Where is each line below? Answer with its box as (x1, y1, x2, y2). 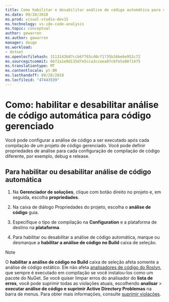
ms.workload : (5, 45, 33, 50)
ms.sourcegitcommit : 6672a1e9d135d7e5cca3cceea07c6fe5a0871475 (5, 59, 141, 64)
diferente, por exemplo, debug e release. (5, 153, 90, 159)
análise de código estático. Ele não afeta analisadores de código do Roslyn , (5, 264, 162, 270)
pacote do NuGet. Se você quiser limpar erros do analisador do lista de (5, 275, 153, 281)
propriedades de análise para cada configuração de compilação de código (5, 148, 160, 154)
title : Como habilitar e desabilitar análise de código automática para (5, 7, 161, 13)
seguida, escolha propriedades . (12, 194, 79, 200)
